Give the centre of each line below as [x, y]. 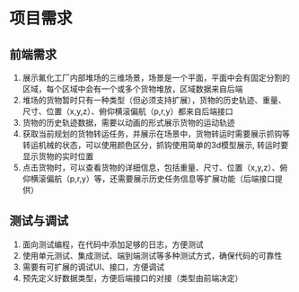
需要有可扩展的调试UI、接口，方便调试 [93, 267]
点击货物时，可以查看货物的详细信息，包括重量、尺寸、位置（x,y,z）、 [151, 168]
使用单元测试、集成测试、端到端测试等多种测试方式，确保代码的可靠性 [152, 255]
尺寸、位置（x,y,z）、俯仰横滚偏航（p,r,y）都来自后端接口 [128, 111]
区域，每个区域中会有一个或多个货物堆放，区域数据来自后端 [132, 89]
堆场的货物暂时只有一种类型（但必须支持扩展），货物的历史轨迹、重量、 [154, 100]
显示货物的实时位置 [58, 156]
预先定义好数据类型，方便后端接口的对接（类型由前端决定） [132, 278]
